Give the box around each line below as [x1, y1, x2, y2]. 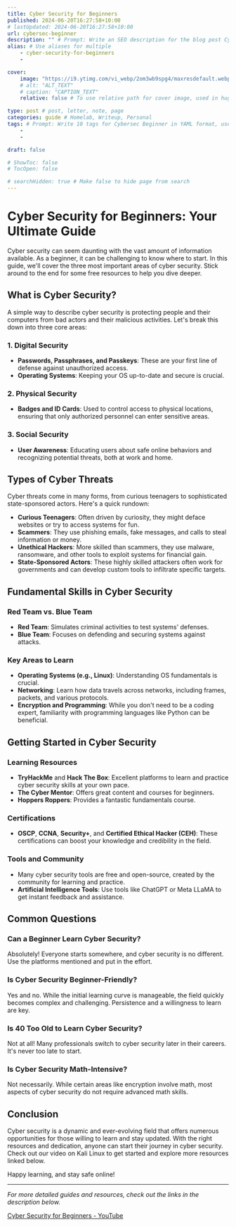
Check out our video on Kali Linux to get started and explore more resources [7, 1149, 229, 1157]
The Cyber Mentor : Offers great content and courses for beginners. [17, 788, 215, 797]
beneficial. [17, 716, 48, 724]
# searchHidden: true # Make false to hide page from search [7, 178, 190, 185]
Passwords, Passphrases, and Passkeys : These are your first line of [17, 356, 218, 365]
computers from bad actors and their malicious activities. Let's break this [7, 315, 219, 324]
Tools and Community [7, 854, 84, 864]
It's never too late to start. [7, 1047, 82, 1055]
